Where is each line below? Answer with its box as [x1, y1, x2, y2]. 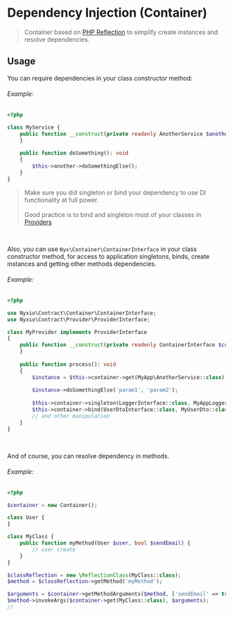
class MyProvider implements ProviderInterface [7, 328, 148, 335]
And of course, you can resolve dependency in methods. [7, 451, 170, 460]
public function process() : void [19, 360, 116, 368]
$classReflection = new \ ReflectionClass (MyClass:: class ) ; [7, 572, 182, 579]
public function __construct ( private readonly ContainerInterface [19, 342, 216, 348]
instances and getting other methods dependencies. [7, 259, 157, 268]
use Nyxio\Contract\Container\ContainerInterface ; [7, 310, 157, 316]
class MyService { [7, 124, 60, 131]
